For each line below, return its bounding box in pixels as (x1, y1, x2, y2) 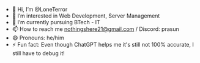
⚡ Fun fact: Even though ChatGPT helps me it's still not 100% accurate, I (12, 41, 194, 48)
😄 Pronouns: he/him (12, 34, 64, 41)
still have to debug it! (12, 50, 65, 57)
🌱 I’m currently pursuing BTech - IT (12, 19, 101, 25)
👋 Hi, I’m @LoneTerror (12, 6, 68, 13)
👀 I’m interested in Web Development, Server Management (12, 12, 160, 19)
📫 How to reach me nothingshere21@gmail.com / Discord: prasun (12, 25, 179, 33)
